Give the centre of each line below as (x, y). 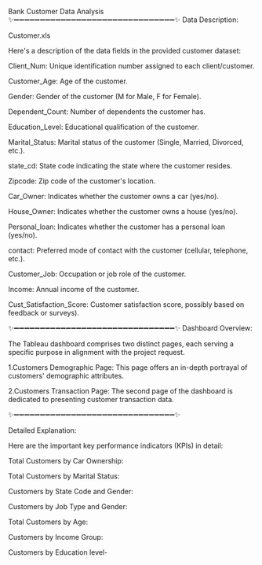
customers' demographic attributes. (66, 376)
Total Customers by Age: (48, 522)
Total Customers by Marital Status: (64, 476)
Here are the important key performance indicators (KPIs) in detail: (116, 445)
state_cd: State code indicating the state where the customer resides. (120, 166)
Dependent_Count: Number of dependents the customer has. (107, 112)
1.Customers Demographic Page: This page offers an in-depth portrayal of (128, 367)
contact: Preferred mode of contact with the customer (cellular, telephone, (128, 250)
